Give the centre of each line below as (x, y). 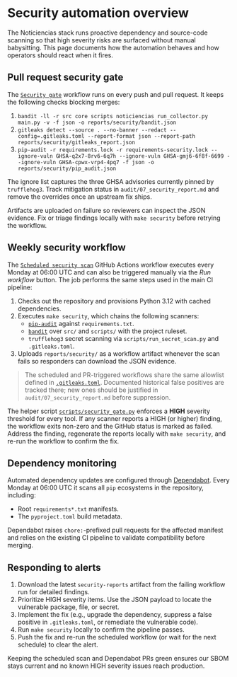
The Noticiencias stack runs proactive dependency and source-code (108, 33)
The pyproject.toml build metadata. (70, 516)
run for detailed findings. (53, 592)
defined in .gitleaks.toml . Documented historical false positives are (125, 382)
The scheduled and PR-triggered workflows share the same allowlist (124, 375)
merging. (21, 545)
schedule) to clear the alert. (58, 644)
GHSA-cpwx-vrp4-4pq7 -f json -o (106, 162)
